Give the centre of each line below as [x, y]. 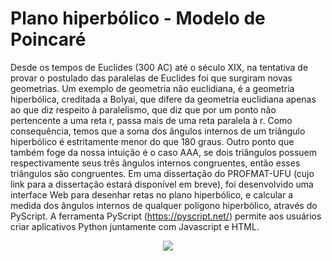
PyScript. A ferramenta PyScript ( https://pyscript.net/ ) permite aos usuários [166, 216]
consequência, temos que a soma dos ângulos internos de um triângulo [158, 131]
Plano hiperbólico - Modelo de [138, 18]
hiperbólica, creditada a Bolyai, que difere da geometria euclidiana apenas [163, 99]
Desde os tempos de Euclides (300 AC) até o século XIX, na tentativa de [159, 67]
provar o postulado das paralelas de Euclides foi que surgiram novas [151, 78]
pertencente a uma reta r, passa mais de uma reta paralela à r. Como [151, 120]
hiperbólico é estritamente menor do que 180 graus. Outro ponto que [152, 141]
